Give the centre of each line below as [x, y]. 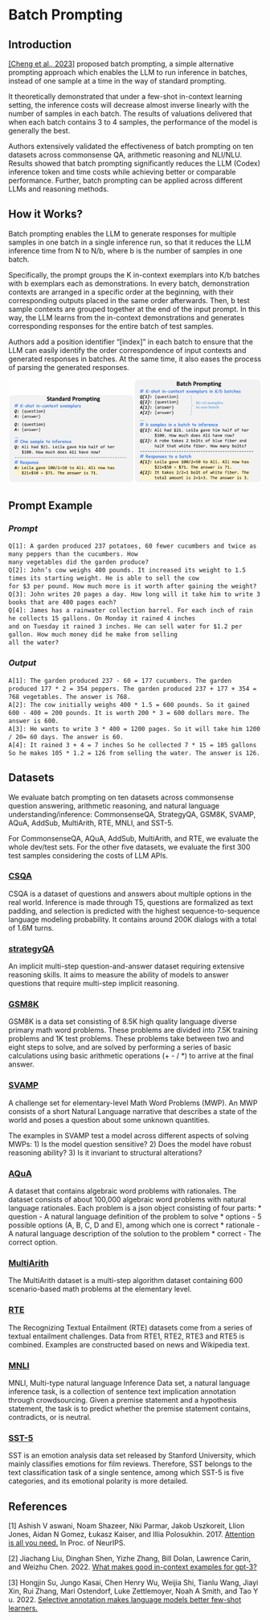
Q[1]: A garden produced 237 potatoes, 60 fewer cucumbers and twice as [133, 546]
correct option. [33, 1242]
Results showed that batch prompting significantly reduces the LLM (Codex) [135, 163]
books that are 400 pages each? [62, 602]
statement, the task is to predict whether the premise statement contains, [129, 1408]
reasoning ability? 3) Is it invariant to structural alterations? [105, 1153]
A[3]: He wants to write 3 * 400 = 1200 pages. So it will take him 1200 [135, 729]
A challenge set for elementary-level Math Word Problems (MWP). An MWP [133, 1103]
